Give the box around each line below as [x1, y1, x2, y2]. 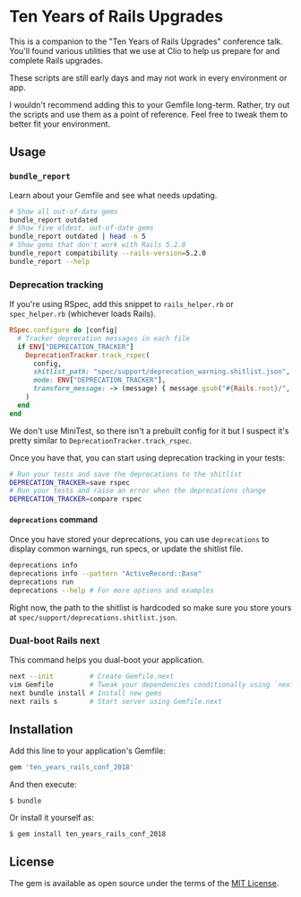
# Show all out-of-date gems [9, 207, 118, 216]
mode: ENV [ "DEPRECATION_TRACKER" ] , [32, 375, 167, 385]
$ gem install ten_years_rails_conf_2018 [9, 830, 167, 839]
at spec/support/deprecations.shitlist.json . [9, 611, 177, 622]
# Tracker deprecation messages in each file [17, 334, 191, 343]
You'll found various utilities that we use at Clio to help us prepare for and [9, 45, 280, 56]
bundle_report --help [9, 257, 90, 266]
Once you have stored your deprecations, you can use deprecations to [9, 534, 270, 545]
